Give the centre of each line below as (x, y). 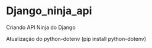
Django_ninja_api (49, 11)
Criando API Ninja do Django (41, 27)
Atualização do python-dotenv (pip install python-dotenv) (76, 39)
